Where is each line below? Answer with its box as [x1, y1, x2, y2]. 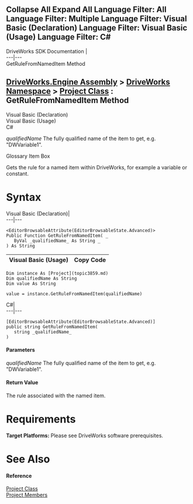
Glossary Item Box [6, 152, 50, 159]
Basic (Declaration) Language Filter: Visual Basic [6, 23, 188, 33]
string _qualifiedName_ [13, 329, 72, 335]
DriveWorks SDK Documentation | [6, 47, 88, 55]
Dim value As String [6, 281, 57, 287]
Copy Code [74, 256, 106, 264]
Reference [6, 472, 32, 479]
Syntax [6, 190, 42, 204]
